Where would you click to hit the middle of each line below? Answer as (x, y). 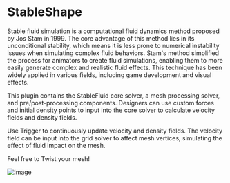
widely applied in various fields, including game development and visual (109, 75)
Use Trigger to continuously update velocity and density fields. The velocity (115, 131)
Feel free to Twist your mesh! (49, 158)
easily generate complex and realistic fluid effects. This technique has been (115, 67)
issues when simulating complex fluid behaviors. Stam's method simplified (113, 53)
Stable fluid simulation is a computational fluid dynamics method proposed (113, 31)
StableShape (45, 12)
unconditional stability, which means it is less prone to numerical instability (113, 45)
